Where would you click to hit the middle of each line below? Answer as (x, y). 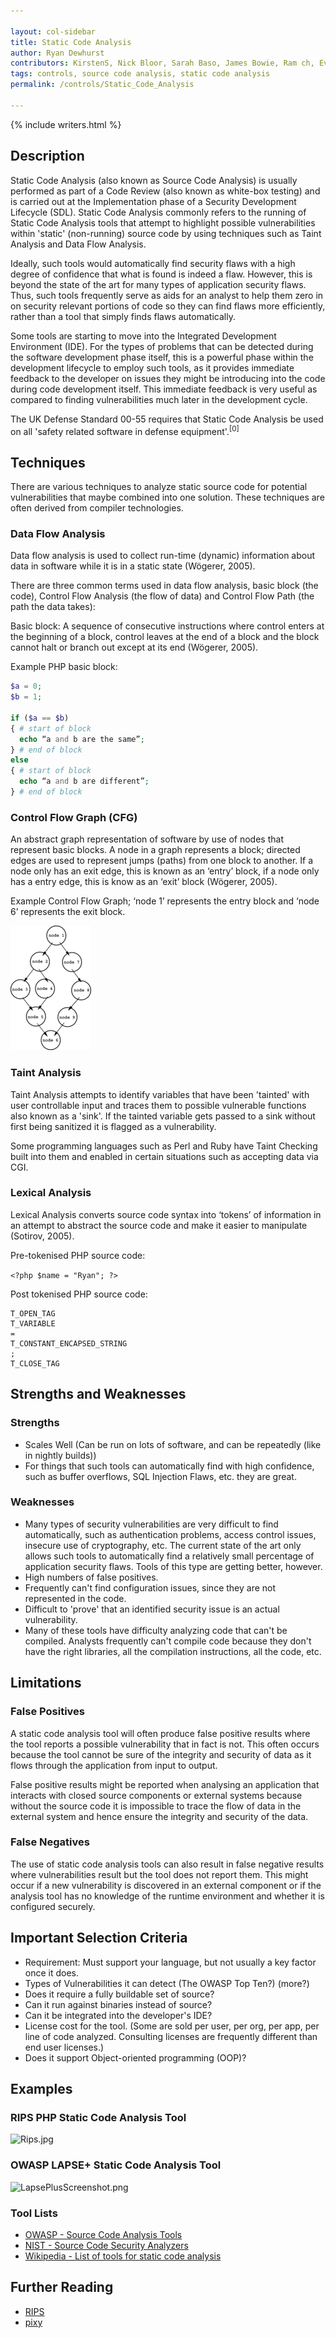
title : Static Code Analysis (71, 42)
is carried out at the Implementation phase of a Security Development (153, 201)
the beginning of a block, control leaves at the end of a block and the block (165, 637)
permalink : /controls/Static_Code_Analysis (102, 85)
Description (47, 156)
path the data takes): (53, 607)
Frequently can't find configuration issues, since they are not (150, 1587)
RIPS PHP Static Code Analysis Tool (98, 2117)
